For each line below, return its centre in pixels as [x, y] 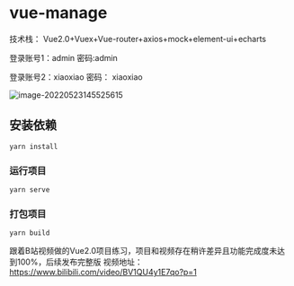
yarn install [34, 146]
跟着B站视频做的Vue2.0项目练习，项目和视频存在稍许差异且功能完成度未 [143, 251]
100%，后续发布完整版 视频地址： [80, 262]
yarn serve [30, 190]
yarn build [30, 233]
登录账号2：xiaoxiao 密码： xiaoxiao [76, 77]
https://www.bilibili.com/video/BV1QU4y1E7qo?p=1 [103, 273]
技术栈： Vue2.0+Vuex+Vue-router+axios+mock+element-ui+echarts [138, 39]
